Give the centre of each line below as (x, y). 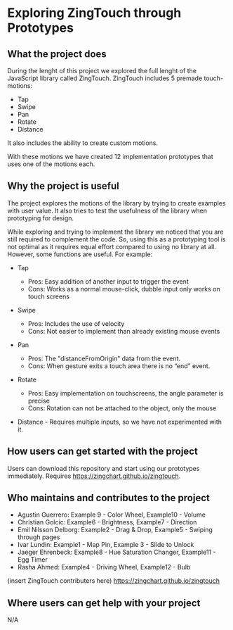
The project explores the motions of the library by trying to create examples (116, 203)
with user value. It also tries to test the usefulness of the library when (107, 210)
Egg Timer (32, 560)
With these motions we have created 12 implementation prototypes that (111, 157)
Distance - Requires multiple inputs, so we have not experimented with (120, 422)
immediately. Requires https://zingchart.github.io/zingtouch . (94, 476)
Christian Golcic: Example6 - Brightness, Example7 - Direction (107, 522)
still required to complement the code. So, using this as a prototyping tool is (116, 239)
